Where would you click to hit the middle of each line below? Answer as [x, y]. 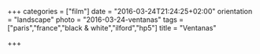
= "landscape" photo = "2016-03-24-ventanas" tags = [96, 20]
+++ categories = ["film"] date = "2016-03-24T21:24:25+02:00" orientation [130, 11]
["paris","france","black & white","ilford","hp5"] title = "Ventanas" [112, 28]
